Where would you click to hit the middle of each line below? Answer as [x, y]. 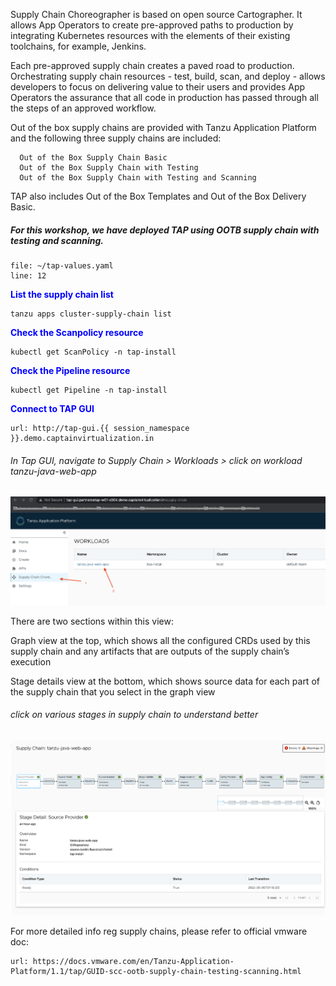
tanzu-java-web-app [53, 471]
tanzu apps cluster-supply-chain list [91, 314]
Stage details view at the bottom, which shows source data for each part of [165, 681]
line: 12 [28, 275]
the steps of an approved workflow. [83, 108]
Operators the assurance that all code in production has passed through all [164, 97]
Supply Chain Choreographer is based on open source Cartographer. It [156, 14]
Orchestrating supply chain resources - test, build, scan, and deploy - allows [168, 76]
